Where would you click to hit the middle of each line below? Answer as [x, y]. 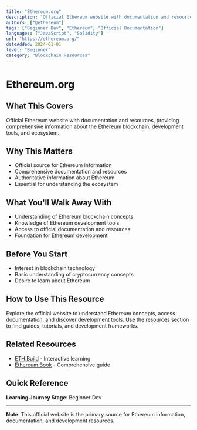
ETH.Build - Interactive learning [52, 358]
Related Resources [41, 344]
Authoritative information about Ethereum [64, 178]
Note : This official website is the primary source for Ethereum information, [96, 414]
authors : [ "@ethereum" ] [35, 22]
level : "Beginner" [28, 50]
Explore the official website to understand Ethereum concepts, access [91, 313]
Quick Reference [37, 383]
